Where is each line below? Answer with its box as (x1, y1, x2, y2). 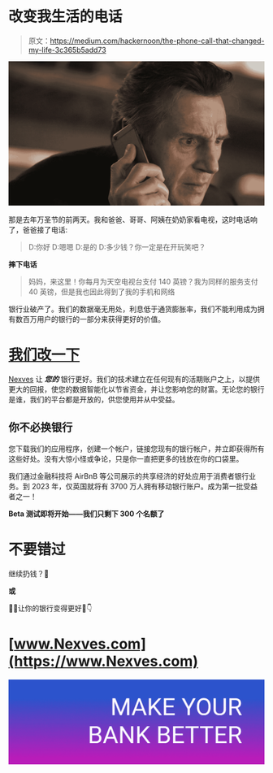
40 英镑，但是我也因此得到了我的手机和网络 (28, 286, 175, 297)
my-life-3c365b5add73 (28, 45, 107, 54)
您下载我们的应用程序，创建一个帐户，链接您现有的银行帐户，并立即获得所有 (8, 444, 265, 454)
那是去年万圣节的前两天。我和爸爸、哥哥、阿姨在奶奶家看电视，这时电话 (8, 215, 250, 224)
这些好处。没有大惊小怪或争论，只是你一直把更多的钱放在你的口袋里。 (8, 454, 244, 463)
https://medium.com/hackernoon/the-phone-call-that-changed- (50, 36, 265, 46)
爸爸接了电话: (22, 224, 68, 234)
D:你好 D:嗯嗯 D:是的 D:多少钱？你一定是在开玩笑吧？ (28, 241, 206, 252)
